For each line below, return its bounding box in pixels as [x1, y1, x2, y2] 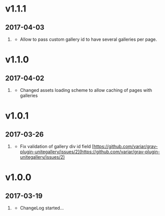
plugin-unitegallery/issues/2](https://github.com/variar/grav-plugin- [20, 149, 160, 155]
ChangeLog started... [20, 205, 64, 211]
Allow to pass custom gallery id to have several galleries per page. [20, 36, 157, 42]
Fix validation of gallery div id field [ [20, 144, 94, 149]
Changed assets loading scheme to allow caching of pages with [20, 87, 152, 93]
